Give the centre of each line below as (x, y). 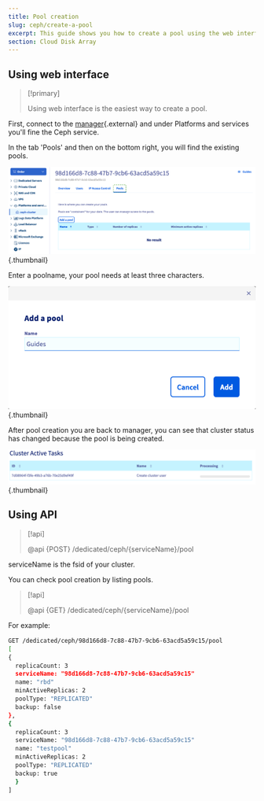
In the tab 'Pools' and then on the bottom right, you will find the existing (124, 148)
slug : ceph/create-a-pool (50, 25)
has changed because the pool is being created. (86, 439)
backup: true (37, 773)
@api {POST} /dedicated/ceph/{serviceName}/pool (110, 549)
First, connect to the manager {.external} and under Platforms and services (129, 124)
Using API (33, 515)
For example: (29, 625)
